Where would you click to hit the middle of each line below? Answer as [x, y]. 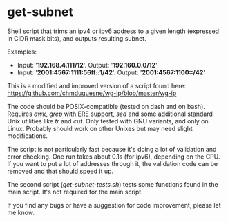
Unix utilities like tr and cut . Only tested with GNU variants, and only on [108, 121]
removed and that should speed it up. [60, 171]
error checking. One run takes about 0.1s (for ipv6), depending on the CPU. [114, 157]
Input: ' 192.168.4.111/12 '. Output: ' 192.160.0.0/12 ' [87, 65]
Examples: [22, 52]
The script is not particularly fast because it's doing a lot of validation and [112, 149]
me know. [21, 212]
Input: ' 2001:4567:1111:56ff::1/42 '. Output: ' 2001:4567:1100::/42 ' [111, 72]
